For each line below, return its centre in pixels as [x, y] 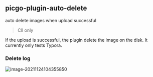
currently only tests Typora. [34, 45]
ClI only [25, 30]
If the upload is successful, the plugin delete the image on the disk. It [76, 40]
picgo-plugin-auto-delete [46, 8]
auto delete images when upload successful [51, 20]
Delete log [18, 58]
